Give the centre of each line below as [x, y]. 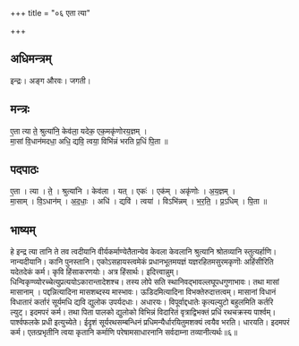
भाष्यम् [23, 230]
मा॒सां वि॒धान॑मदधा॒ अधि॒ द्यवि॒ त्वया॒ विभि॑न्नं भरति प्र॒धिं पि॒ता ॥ [89, 141]
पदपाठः [25, 170]
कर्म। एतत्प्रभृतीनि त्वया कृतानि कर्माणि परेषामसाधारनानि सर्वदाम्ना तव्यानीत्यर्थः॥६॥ [124, 333]
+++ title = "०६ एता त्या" [50, 13]
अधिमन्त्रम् [31, 59]
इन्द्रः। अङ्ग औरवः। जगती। [51, 81]
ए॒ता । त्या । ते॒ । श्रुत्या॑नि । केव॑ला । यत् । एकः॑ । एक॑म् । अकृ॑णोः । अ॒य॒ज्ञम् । [123, 191]
